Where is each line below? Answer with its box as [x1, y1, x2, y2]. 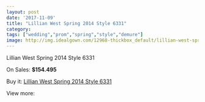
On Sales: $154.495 [6, 66, 57, 73]
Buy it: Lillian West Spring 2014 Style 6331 [6, 78, 112, 85]
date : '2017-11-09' [6, 15, 56, 21]
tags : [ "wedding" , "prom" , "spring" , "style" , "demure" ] [6, 32, 143, 38]
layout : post [6, 9, 40, 15]
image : [6, 37, 23, 43]
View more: [6, 90, 35, 97]
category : [6, 26, 32, 32]
